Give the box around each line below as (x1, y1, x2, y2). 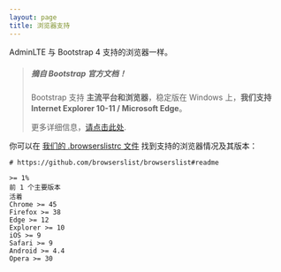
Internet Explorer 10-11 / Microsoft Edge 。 (30, 103, 187, 114)
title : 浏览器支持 (9, 21, 71, 30)
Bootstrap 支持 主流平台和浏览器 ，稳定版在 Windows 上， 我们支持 (30, 92, 272, 102)
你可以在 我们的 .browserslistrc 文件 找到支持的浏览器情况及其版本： (9, 140, 258, 151)
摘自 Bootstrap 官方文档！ (30, 68, 126, 79)
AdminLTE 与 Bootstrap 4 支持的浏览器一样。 (9, 46, 173, 57)
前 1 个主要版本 (9, 183, 61, 193)
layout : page (9, 12, 57, 22)
